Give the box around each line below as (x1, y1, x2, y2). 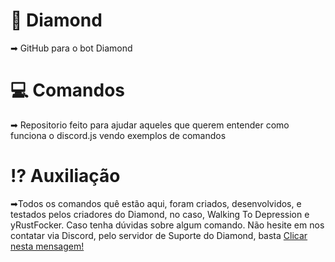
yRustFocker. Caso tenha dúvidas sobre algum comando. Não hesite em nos (10, 219, 325, 231)
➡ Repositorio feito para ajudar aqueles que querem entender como (10, 119, 290, 131)
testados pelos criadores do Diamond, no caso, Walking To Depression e (10, 208, 310, 220)
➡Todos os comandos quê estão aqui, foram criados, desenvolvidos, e (10, 197, 302, 209)
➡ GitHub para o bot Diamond (10, 42, 133, 54)
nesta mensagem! (10, 240, 85, 252)
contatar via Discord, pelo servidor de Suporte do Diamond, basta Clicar (10, 229, 308, 241)
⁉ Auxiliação (10, 165, 121, 188)
